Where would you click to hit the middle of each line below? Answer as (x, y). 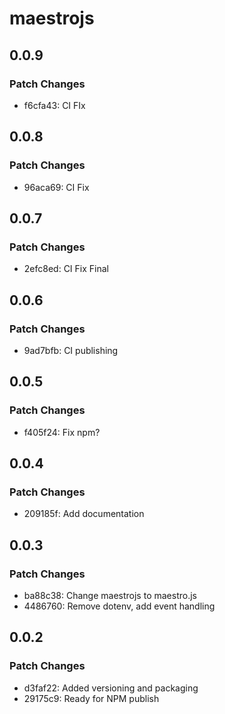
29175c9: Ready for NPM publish (91, 698)
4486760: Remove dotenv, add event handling (119, 606)
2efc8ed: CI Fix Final (66, 269)
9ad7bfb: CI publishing (71, 350)
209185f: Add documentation (84, 514)
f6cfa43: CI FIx (54, 105)
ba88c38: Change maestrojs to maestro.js (110, 595)
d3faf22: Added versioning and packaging (111, 688)
